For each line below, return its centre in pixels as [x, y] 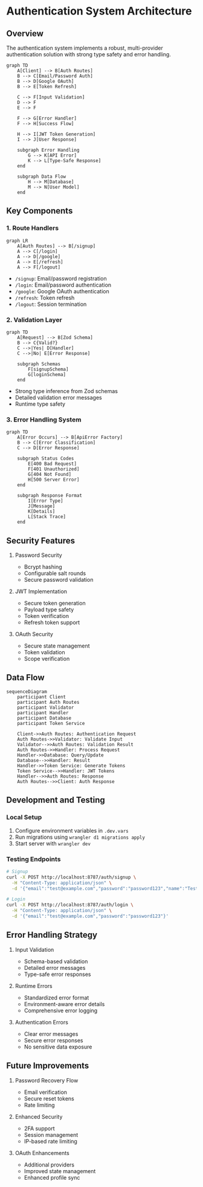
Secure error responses [53, 1040]
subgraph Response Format [50, 496]
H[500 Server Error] [54, 480]
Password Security [38, 555]
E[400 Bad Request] [53, 464]
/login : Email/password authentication [63, 285]
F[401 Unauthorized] [54, 469]
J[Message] [42, 506]
